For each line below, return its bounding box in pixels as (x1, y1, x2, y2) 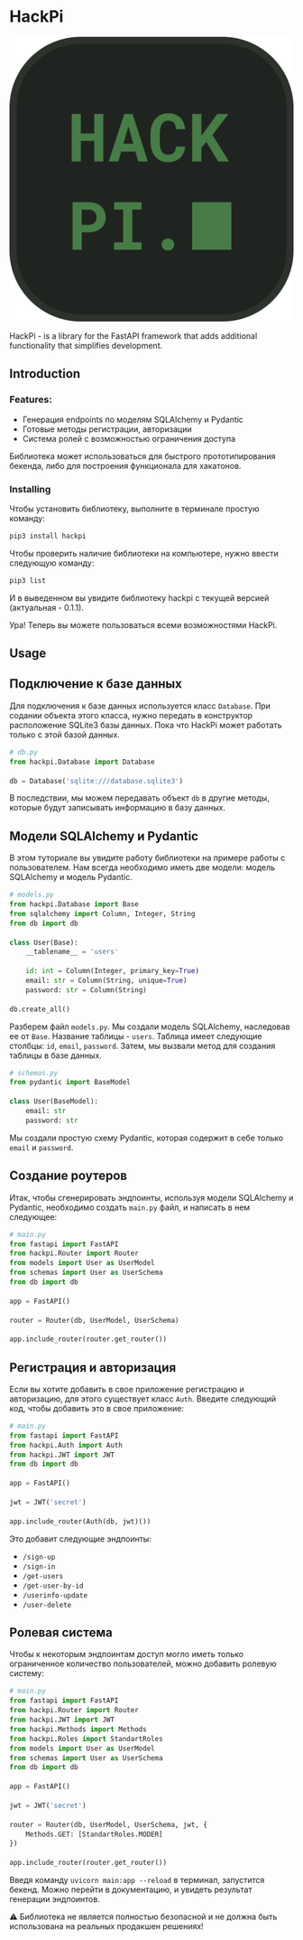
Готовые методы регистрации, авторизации (22, 423, 192, 435)
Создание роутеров (9, 1168, 128, 1184)
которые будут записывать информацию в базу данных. (9, 802, 226, 813)
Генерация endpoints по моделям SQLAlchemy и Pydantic (22, 414, 243, 425)
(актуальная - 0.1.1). (9, 602, 84, 613)
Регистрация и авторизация (9, 1360, 177, 1375)
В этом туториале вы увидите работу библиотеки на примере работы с (9, 852, 286, 864)
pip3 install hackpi (9, 531, 87, 540)
